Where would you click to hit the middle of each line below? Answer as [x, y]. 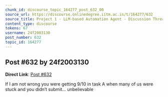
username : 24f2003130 [28, 33]
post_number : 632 [23, 38]
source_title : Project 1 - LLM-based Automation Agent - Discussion [78, 19]
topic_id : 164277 [23, 42]
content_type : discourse [31, 24]
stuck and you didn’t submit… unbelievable [49, 89]
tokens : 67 [16, 28]
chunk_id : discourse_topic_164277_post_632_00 [54, 10]
